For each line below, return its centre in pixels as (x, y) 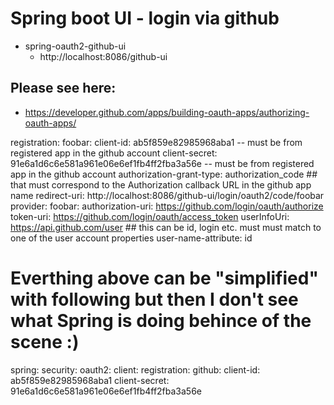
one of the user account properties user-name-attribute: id (131, 238)
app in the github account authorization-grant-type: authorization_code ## (164, 174)
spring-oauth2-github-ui (75, 46)
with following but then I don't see (154, 299)
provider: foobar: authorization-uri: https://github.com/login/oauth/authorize (167, 206)
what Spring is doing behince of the (161, 320)
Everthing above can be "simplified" (164, 278)
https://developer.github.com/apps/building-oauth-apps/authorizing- (167, 112)
